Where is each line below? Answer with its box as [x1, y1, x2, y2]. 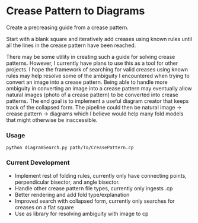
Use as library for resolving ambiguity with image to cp [14, 210, 149, 217]
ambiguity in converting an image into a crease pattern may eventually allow [6, 84, 192, 92]
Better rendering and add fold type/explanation [14, 191, 130, 198]
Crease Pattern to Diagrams [6, 4, 145, 18]
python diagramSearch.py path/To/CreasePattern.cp [6, 145, 134, 151]
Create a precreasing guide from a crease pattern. [6, 24, 129, 31]
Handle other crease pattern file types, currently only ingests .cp [14, 184, 173, 191]
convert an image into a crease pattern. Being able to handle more [6, 78, 168, 86]
